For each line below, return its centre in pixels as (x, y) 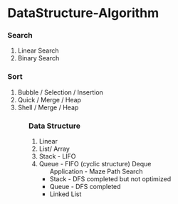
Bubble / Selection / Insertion (60, 92)
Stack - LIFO (57, 156)
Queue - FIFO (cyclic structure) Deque (95, 164)
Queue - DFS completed (85, 187)
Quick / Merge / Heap (49, 100)
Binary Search (38, 58)
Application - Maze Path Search (96, 171)
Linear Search (38, 50)
